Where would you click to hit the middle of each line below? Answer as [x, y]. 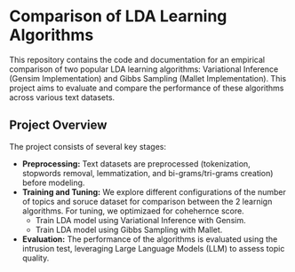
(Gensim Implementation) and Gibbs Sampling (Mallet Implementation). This [148, 78]
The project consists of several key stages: [88, 146]
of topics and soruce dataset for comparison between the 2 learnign [147, 201]
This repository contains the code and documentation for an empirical [137, 59]
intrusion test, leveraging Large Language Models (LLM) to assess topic [153, 248]
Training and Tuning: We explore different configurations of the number [154, 191]
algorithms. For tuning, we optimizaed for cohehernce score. [133, 211]
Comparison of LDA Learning [118, 16]
